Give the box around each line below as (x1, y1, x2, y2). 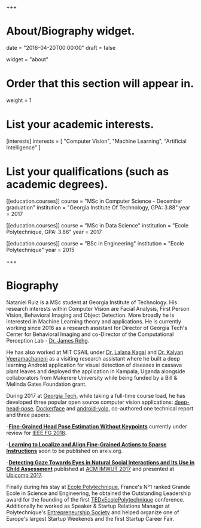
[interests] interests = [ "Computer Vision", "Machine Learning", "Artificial (6, 137, 187, 145)
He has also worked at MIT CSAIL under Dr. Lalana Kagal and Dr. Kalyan (6, 349, 184, 356)
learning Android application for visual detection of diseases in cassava (6, 361, 182, 368)
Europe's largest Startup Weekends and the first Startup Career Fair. (6, 515, 175, 522)
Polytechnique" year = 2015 (6, 246, 75, 253)
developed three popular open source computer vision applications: (6, 398, 173, 406)
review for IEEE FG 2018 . (6, 429, 67, 436)
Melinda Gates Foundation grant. (6, 380, 87, 388)
